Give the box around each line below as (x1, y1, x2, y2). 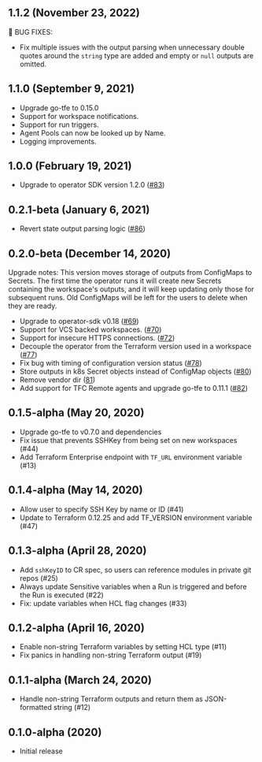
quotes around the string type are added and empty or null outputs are (19, 50, 254, 60)
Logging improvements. (19, 136, 97, 146)
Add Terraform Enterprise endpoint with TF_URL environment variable (19, 452, 242, 462)
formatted (19, 703, 53, 712)
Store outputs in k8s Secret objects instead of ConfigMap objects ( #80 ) (19, 366, 252, 377)
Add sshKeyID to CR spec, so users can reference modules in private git (19, 565, 252, 574)
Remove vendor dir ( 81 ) (19, 375, 96, 385)
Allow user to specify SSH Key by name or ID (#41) (19, 504, 184, 514)
